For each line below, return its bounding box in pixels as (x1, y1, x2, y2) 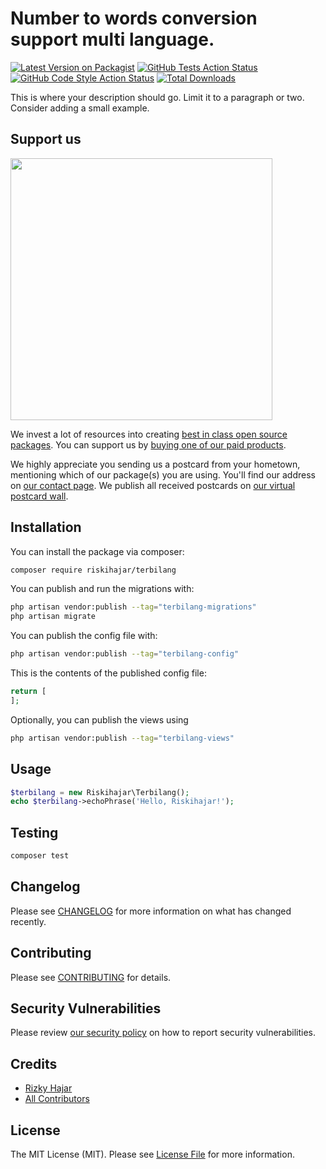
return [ (10, 687, 47, 697)
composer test (10, 851, 70, 861)
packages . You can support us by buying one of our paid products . (10, 438, 287, 451)
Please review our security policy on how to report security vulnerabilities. (10, 1027, 316, 1039)
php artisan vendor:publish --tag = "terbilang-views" (10, 733, 235, 743)
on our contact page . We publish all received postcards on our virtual (10, 479, 296, 491)
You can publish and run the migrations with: (10, 583, 195, 595)
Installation (10, 519, 82, 536)
